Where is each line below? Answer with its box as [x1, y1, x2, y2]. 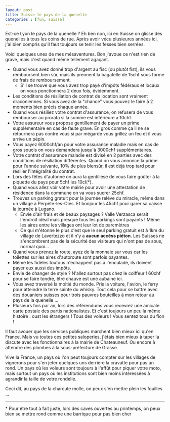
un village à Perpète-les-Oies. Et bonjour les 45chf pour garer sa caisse [12, 201, 162, 207]
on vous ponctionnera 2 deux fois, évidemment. [20, 88, 120, 94]
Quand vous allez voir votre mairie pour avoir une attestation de [12, 184, 145, 191]
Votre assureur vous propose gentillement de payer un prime [12, 120, 140, 126]
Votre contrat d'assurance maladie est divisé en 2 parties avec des [12, 152, 152, 158]
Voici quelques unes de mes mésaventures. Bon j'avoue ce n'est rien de [5, 51, 155, 57]
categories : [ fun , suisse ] [5, 17, 65, 22]
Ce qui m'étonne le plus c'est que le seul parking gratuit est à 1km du [20, 227, 164, 233]
